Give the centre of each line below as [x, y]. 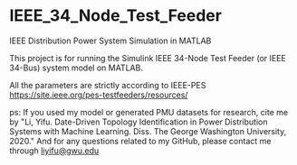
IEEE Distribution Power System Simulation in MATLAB [110, 41]
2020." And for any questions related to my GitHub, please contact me [140, 141]
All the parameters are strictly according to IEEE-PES [108, 85]
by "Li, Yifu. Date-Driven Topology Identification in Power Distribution [139, 122]
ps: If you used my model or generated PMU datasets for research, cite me [148, 112]
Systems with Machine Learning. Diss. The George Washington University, [148, 131]
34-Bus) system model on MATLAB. [76, 68]
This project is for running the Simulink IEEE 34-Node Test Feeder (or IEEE [148, 58]
